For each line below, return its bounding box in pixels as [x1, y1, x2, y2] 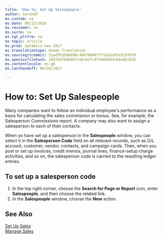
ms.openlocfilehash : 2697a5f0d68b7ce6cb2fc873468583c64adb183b [5, 57, 136, 62]
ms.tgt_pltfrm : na [5, 35, 42, 40]
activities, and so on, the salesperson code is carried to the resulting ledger [5, 153, 157, 159]
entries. [5, 158, 20, 164]
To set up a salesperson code [5, 173, 96, 181]
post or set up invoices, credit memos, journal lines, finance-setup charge [5, 148, 153, 154]
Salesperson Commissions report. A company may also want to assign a [5, 118, 150, 123]
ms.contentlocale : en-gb [5, 61, 55, 66]
